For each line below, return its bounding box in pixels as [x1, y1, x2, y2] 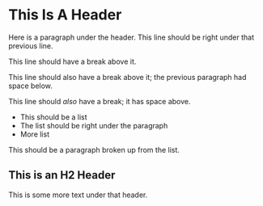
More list [19, 129, 50, 139]
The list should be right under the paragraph [19, 120, 168, 130]
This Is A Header [8, 6, 122, 24]
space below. [8, 81, 53, 90]
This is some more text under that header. [8, 190, 148, 200]
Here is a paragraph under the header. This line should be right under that [8, 32, 255, 42]
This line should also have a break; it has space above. [8, 96, 191, 106]
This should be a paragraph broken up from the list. [8, 145, 180, 154]
